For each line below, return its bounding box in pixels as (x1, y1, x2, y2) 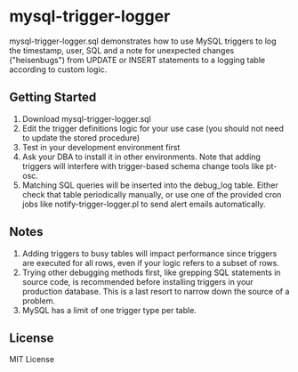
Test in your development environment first (21, 142, 181, 152)
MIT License (9, 354, 55, 365)
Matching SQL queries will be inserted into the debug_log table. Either (21, 180, 278, 190)
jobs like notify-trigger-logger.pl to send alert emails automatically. (21, 198, 266, 209)
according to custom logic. (9, 64, 108, 75)
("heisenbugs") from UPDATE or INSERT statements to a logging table (9, 54, 265, 65)
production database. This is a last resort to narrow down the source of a (21, 286, 290, 296)
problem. (21, 295, 56, 306)
